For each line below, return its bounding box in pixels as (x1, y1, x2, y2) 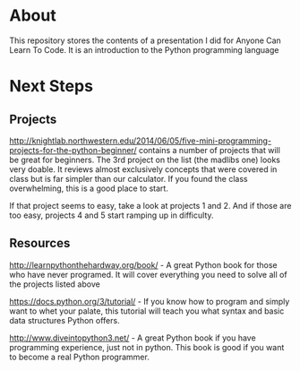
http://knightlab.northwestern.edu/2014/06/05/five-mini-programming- (9, 135, 271, 146)
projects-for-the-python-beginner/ (9, 144, 137, 155)
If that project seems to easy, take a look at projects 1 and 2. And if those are (9, 200, 292, 211)
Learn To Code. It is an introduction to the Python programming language (9, 44, 279, 55)
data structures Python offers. (9, 315, 120, 325)
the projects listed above (9, 279, 100, 289)
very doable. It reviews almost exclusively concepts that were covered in (9, 163, 278, 175)
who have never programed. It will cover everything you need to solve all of (9, 269, 288, 280)
